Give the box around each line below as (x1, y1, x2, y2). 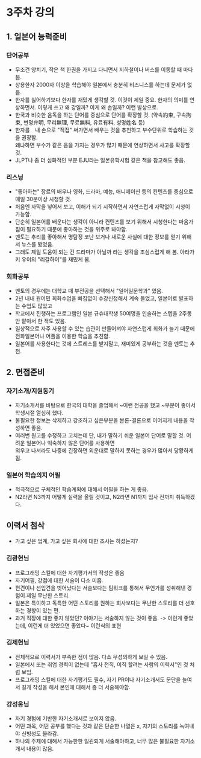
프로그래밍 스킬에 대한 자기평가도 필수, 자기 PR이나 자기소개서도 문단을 (14, 676, 181, 683)
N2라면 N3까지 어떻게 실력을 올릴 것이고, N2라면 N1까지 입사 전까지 (14, 493, 175, 501)
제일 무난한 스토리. (26, 591, 70, 599)
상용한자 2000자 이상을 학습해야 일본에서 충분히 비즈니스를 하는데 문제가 (14, 81, 186, 88)
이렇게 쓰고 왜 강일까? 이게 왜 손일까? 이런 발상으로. (37, 103, 158, 111)
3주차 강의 (6, 5, 55, 19)
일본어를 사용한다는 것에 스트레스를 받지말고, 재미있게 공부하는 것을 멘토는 (14, 340, 189, 347)
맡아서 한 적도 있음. (21, 318, 67, 325)
